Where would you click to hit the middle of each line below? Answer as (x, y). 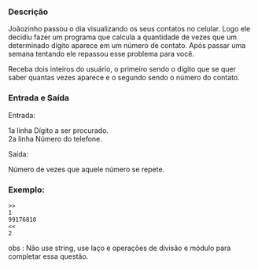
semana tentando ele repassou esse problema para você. (101, 54)
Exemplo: (27, 190)
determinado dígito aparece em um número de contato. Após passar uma (127, 46)
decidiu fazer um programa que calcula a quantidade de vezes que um (123, 37)
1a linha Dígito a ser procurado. (58, 130)
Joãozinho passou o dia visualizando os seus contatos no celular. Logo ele (129, 29)
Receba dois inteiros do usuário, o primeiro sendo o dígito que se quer (122, 69)
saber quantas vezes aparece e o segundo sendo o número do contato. (124, 78)
